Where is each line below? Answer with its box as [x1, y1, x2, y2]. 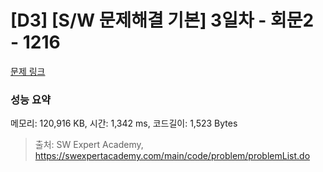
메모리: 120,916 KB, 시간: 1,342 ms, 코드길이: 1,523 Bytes [10, 117, 238, 130]
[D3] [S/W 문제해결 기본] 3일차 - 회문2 [10, 9, 315, 32]
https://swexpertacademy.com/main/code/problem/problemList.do [34, 150, 311, 162]
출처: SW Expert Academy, [34, 139, 144, 151]
